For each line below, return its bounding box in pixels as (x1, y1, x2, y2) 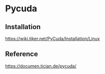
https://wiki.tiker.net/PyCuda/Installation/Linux (5, 36, 101, 41)
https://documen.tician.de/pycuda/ (5, 63, 77, 69)
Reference (5, 50, 38, 58)
